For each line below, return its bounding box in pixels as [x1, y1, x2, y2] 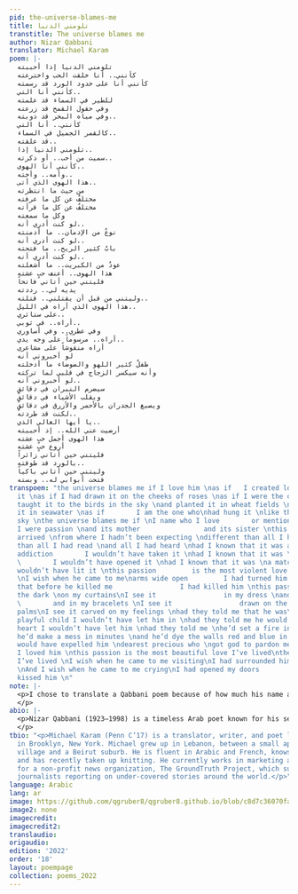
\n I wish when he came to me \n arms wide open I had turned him [17, 574, 288, 583]
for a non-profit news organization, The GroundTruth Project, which [17, 764, 279, 773]
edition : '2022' [9, 847, 69, 856]
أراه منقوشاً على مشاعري [17, 343, 105, 352]
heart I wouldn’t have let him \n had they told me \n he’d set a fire [17, 623, 279, 633]
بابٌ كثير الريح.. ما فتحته [17, 244, 117, 253]
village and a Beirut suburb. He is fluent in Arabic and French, [17, 748, 268, 756]
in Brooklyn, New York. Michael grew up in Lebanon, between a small [17, 739, 279, 748]
